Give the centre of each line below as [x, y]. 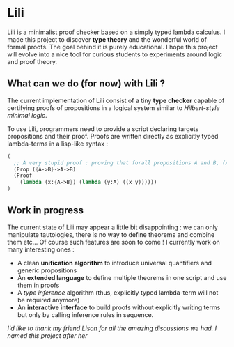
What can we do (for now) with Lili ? [86, 84]
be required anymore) [48, 300]
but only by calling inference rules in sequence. [85, 314]
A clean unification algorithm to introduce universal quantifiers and [115, 263]
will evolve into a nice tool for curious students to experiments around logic [115, 54]
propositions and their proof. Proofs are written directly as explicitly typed [113, 136]
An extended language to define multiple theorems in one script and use [122, 277]
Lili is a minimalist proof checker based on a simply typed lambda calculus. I [116, 32]
